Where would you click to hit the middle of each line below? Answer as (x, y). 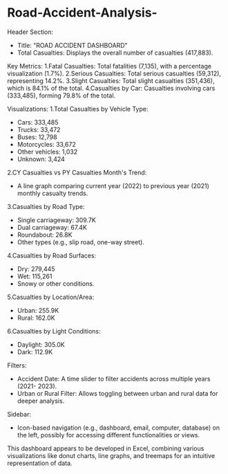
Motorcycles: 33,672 (46, 144)
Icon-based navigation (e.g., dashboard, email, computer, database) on (118, 428)
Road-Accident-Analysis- (82, 13)
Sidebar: (19, 414)
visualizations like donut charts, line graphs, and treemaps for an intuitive (111, 455)
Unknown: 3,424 (41, 159)
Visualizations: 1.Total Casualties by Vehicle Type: (78, 109)
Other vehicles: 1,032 (47, 152)
